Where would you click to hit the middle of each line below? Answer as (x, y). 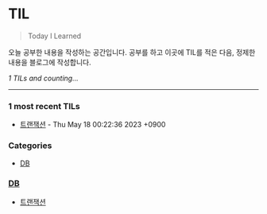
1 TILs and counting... (43, 78)
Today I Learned (54, 36)
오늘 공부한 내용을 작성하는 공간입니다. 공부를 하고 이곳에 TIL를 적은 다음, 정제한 (132, 52)
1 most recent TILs (44, 106)
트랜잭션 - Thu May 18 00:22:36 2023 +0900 (93, 125)
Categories (30, 146)
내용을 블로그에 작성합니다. (50, 62)
